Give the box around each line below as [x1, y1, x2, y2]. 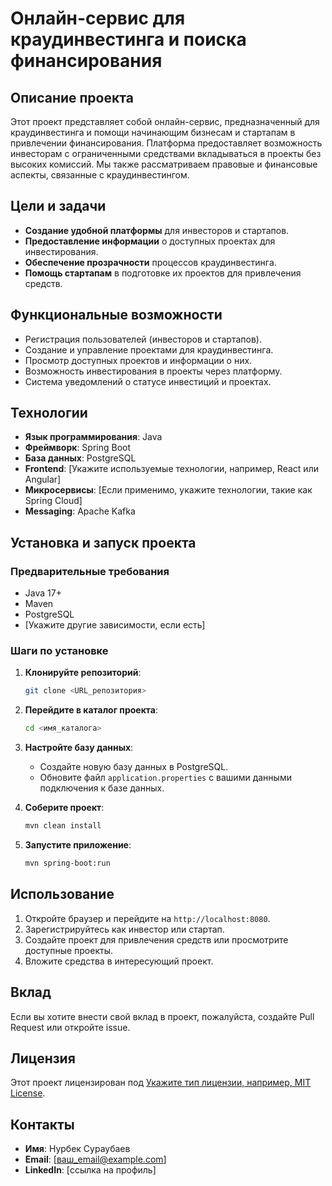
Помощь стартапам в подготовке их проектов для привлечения [24, 267, 302, 279]
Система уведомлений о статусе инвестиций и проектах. [24, 375, 272, 387]
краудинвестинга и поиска [10, 28, 247, 51]
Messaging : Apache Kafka [24, 505, 136, 517]
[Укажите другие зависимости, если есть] [24, 619, 206, 631]
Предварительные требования [10, 564, 170, 578]
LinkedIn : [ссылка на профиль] [24, 1164, 157, 1176]
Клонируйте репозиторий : [24, 667, 142, 679]
